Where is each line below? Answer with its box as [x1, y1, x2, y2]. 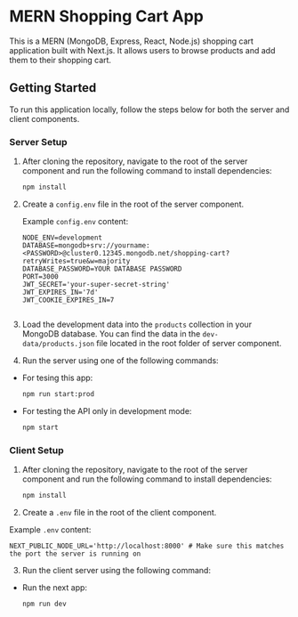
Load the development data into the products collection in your [21, 319, 252, 329]
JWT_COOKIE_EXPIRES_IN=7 [21, 296, 115, 304]
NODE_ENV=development [21, 233, 102, 242]
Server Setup [9, 135, 68, 148]
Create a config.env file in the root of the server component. [21, 199, 245, 209]
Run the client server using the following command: [21, 564, 212, 575]
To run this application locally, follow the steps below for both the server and [9, 104, 290, 115]
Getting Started [9, 80, 97, 95]
